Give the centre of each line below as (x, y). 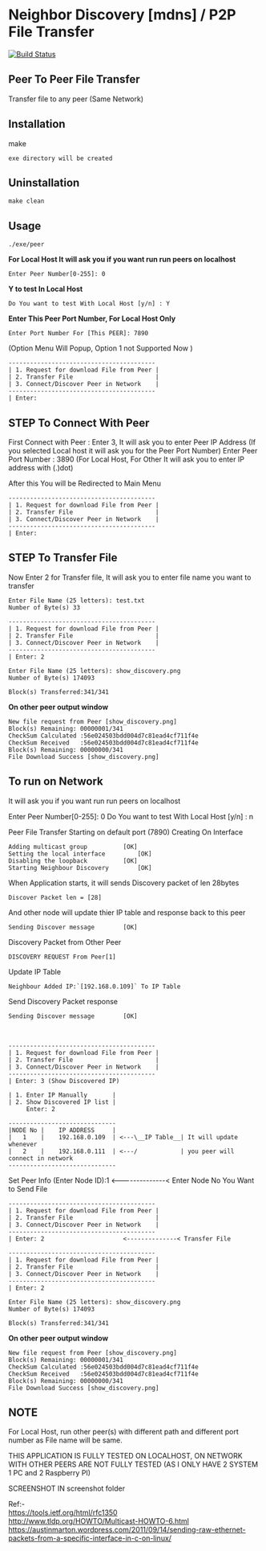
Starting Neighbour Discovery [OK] (80, 868)
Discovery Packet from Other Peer (65, 942)
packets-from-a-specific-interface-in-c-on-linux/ (90, 1538)
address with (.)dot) (41, 468)
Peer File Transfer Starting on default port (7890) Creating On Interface (126, 832)
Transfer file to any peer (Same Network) (76, 99)
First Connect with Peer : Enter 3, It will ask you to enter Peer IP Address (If (132, 442)
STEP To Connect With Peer (79, 423)
